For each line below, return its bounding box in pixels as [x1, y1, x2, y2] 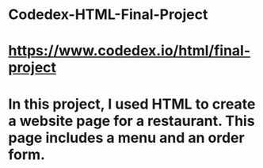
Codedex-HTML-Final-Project [8, 6, 208, 24]
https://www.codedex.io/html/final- [8, 42, 251, 60]
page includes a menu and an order [8, 128, 245, 147]
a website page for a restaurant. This [8, 112, 255, 130]
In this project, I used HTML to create [8, 95, 256, 113]
